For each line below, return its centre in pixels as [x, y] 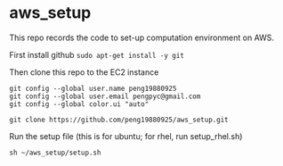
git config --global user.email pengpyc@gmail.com [105, 96]
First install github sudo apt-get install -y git [97, 54]
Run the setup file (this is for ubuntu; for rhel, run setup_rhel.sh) [126, 136]
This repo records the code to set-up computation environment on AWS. [141, 37]
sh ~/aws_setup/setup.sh [55, 153]
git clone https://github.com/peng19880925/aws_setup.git [119, 120]
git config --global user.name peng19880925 [93, 88]
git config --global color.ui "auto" [79, 104]
